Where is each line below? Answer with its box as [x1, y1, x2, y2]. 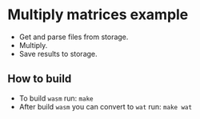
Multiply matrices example [7, 6, 189, 24]
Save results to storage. [18, 49, 98, 58]
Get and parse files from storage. [18, 32, 129, 42]
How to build [7, 72, 72, 85]
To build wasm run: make [18, 93, 94, 103]
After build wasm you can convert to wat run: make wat [18, 101, 193, 111]
